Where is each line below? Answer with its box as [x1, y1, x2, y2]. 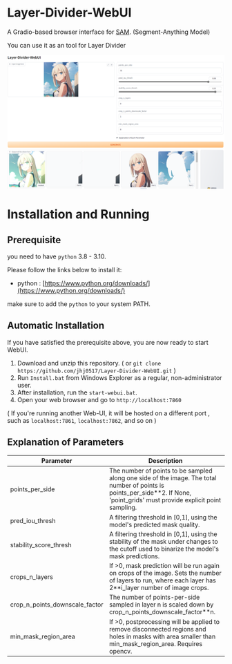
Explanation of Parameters [7, 437, 124, 448]
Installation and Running [7, 207, 150, 222]
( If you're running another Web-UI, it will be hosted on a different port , [7, 409, 211, 417]
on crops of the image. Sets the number [109, 569, 222, 578]
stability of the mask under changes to [109, 537, 219, 545]
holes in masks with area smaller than [109, 632, 216, 641]
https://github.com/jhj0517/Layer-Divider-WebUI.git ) [17, 366, 176, 374]
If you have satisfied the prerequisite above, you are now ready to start [7, 338, 209, 346]
